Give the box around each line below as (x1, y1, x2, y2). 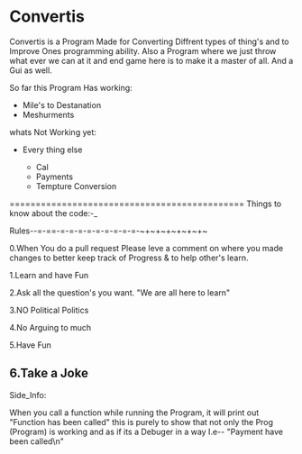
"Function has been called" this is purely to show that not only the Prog (9, 416, 273, 427)
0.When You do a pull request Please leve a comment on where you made (9, 242, 284, 253)
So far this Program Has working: (9, 82, 133, 93)
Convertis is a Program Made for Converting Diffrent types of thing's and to (9, 36, 290, 47)
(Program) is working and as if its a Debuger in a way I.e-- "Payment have (9, 426, 284, 437)
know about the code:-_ (9, 207, 98, 218)
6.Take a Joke (9, 366, 88, 381)
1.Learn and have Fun (9, 269, 89, 280)
